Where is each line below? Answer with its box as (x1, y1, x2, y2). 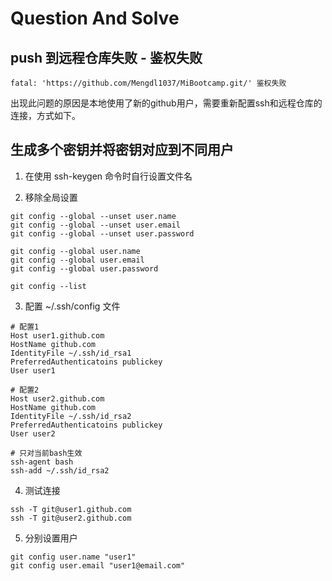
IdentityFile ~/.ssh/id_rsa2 (10, 411, 132, 421)
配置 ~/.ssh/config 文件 (24, 300, 121, 312)
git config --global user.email (10, 255, 145, 265)
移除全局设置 (24, 191, 78, 203)
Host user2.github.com (10, 393, 105, 404)
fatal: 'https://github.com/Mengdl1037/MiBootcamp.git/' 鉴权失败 (10, 78, 287, 88)
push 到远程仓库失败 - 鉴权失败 (10, 49, 203, 66)
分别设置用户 (24, 532, 78, 544)
